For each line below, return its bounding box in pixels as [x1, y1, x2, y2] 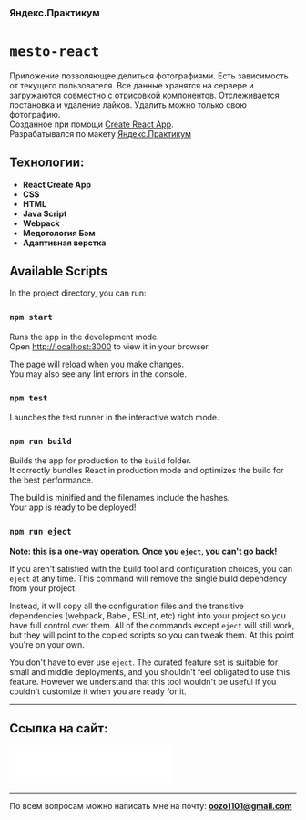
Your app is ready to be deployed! [9, 502, 137, 513]
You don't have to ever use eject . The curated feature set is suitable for [9, 657, 279, 668]
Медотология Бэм [22, 227, 96, 238]
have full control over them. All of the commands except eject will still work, [9, 619, 295, 630]
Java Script [22, 208, 67, 219]
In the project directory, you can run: [9, 287, 147, 298]
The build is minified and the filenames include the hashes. [9, 493, 230, 503]
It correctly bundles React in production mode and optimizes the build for [9, 465, 284, 476]
